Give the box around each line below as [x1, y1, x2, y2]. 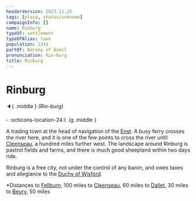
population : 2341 [6, 42, 49, 48]
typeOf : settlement [6, 31, 54, 36]
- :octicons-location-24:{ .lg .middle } [6, 116, 97, 123]
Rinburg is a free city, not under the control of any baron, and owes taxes [6, 164, 184, 171]
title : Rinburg [6, 58, 44, 63]
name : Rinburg [6, 25, 41, 31]
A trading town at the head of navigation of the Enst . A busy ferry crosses [6, 128, 185, 135]
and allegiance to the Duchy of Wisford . [6, 170, 102, 177]
